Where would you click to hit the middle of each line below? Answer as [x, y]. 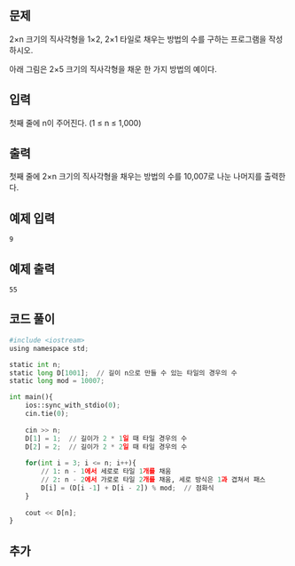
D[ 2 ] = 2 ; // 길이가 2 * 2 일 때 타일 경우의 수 [106, 447]
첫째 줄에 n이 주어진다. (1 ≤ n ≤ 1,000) [75, 123]
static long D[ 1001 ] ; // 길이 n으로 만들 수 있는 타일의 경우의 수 [123, 373]
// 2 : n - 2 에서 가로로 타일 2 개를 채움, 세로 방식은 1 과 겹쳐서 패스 [153, 480]
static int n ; [35, 364]
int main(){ [31, 397]
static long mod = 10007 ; [57, 381]
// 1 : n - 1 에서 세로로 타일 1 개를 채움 [106, 472]
